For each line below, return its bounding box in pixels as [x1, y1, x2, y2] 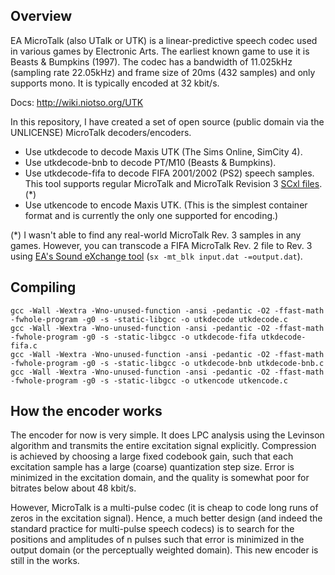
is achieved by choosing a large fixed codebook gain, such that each [10, 450, 294, 463]
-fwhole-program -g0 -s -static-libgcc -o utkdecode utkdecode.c [10, 314, 288, 324]
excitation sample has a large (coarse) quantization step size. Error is [10, 461, 295, 473]
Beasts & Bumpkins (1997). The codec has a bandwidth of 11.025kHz [10, 55, 293, 68]
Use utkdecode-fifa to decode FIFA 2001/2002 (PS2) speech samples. [24, 167, 315, 179]
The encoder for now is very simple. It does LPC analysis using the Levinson [10, 429, 325, 441]
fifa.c [10, 340, 38, 351]
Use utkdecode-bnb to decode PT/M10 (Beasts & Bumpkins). [24, 156, 277, 168]
